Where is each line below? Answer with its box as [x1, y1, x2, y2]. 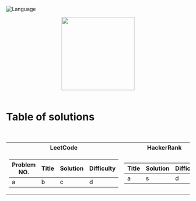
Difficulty [89, 164, 116, 172]
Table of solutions [6, 110, 95, 124]
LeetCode [50, 143, 78, 151]
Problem [12, 161, 36, 169]
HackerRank [146, 143, 182, 151]
